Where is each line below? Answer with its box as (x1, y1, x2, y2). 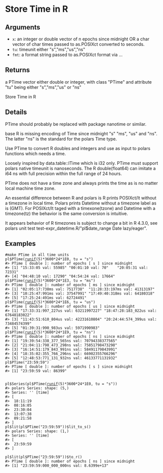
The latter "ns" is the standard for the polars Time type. (5, 136, 117, 142)
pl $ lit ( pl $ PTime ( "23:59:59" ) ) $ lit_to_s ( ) (5, 424, 91, 430)
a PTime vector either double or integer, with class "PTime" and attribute (5, 79, 152, 85)
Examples (5, 239, 36, 248)
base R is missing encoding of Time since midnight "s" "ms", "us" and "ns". (5, 130, 158, 136)
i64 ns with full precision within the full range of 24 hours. (5, 171, 122, 177)
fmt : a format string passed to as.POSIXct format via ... (12, 52, 123, 58)
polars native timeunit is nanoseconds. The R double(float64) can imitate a (5, 165, 156, 171)
